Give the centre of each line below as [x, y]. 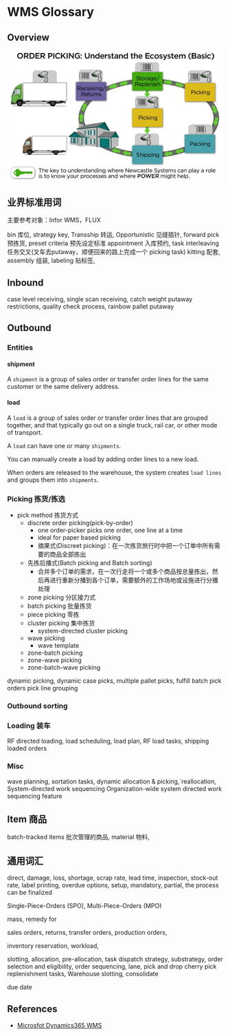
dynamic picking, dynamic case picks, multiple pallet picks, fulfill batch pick [114, 680]
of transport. [25, 432]
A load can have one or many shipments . [64, 445]
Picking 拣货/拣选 [36, 498]
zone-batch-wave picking [64, 667]
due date [20, 987]
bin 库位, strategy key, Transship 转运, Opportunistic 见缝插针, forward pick [113, 235]
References [32, 1009]
